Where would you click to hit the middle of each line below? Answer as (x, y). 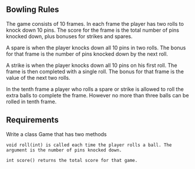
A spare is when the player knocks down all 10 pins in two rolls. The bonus (96, 48)
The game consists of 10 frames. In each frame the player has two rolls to (95, 23)
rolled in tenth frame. (31, 102)
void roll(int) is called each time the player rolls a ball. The (89, 145)
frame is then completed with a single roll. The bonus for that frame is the (95, 71)
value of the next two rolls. (38, 77)
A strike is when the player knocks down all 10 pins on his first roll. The (92, 65)
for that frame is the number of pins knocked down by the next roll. (87, 54)
